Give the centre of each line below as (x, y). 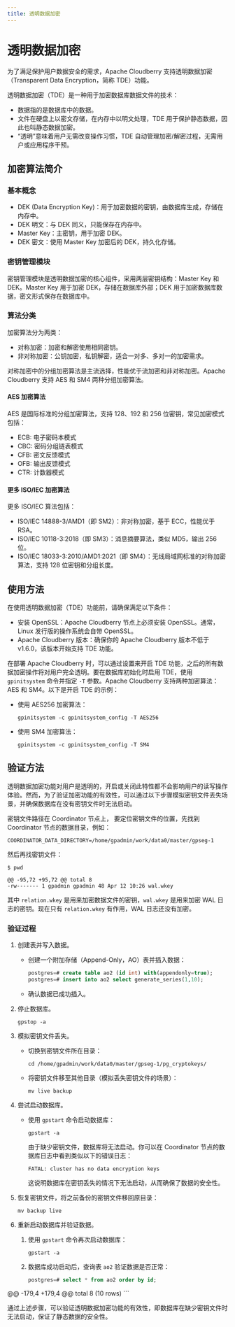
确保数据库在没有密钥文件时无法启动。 (81, 803)
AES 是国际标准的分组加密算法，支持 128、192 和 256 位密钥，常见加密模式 (116, 414)
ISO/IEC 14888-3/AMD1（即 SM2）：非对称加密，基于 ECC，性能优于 (116, 521)
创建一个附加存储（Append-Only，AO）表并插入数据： (107, 960)
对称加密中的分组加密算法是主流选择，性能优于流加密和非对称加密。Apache (116, 371)
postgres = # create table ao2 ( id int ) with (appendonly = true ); (120, 973)
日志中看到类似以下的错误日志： (86, 1156)
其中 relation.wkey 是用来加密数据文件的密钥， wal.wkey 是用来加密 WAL (112, 900)
